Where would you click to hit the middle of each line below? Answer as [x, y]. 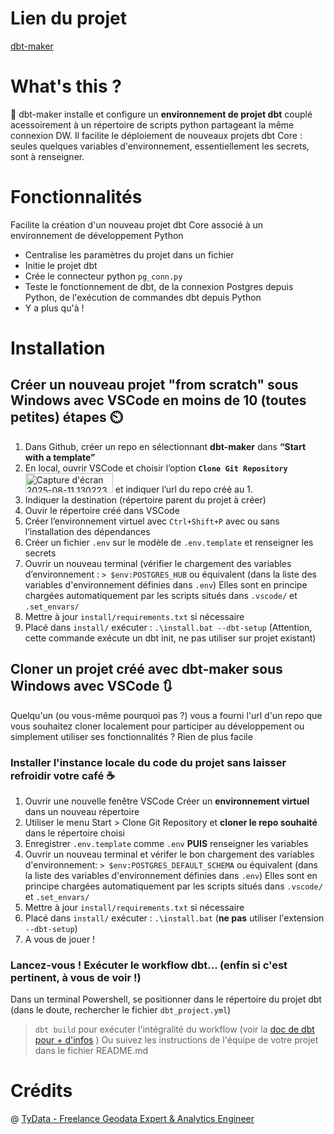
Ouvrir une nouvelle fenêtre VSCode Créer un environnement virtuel [167, 801]
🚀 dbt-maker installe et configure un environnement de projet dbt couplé [161, 114]
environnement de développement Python [97, 235]
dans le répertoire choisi [74, 833]
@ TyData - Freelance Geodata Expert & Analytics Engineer [132, 1119]
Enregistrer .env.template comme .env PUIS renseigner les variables [166, 843]
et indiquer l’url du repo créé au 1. [183, 489]
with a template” [60, 457]
